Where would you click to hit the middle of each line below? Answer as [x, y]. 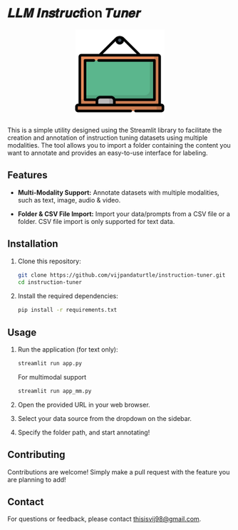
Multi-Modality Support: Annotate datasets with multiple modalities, [118, 192]
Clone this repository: [49, 261]
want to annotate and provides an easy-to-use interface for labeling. [108, 153]
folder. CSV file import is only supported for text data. [96, 221]
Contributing [36, 455]
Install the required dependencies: [68, 296]
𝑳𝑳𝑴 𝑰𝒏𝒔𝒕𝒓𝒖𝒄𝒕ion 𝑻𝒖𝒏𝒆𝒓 [74, 13]
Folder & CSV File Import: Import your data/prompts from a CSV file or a [124, 214]
